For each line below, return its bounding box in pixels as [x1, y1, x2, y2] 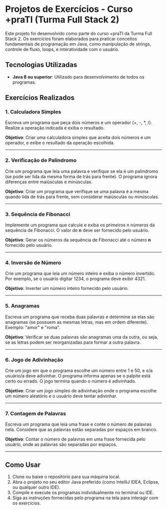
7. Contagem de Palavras [5, 410, 66, 417]
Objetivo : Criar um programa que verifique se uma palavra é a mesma [5, 188, 149, 194]
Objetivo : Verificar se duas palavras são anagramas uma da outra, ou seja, [5, 334, 158, 340]
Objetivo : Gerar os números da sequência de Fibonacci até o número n [5, 237, 151, 243]
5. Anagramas [5, 302, 40, 309]
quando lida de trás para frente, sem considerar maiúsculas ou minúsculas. [5, 194, 160, 200]
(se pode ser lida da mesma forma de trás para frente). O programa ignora [5, 173, 158, 179]
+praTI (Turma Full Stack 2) [5, 14, 120, 25]
